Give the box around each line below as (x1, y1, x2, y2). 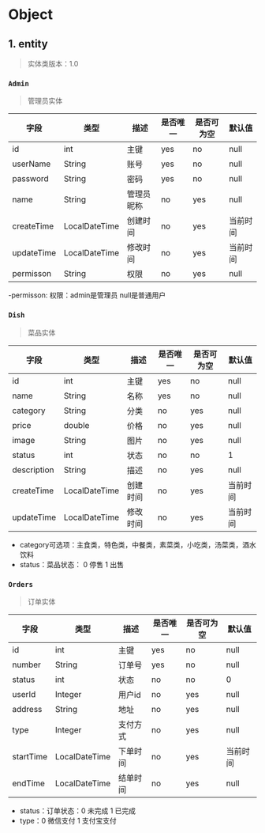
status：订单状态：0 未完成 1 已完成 (19, 805, 136, 816)
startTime (12, 751, 48, 762)
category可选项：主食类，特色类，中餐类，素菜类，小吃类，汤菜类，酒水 (19, 540, 256, 549)
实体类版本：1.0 (27, 59, 79, 68)
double (63, 419, 90, 430)
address (12, 703, 43, 714)
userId (12, 688, 36, 699)
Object (8, 6, 54, 24)
